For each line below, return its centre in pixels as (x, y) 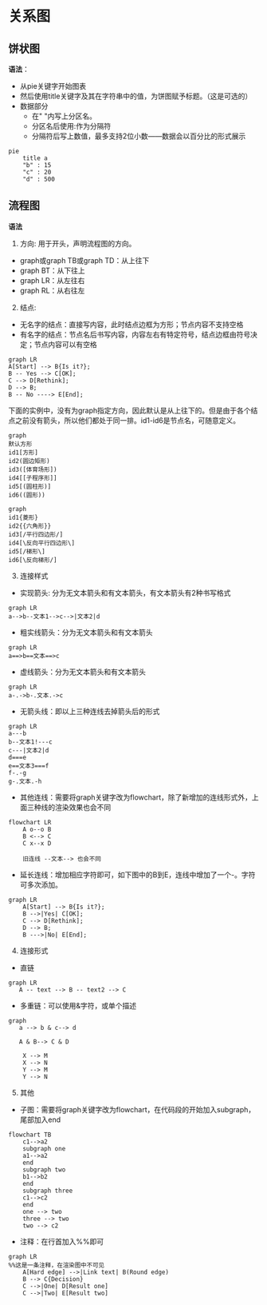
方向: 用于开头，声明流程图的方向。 (78, 243)
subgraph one (44, 1148)
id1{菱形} (23, 517)
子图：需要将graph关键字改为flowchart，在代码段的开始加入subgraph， (137, 1109)
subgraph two (44, 1169)
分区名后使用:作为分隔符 (71, 126)
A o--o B (37, 829)
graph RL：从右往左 (52, 290)
